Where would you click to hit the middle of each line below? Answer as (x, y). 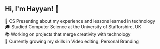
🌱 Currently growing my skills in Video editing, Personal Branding (72, 41)
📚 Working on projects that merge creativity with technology (68, 34)
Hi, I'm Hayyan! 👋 (32, 9)
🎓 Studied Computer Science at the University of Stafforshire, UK (73, 26)
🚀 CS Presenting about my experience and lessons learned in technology (80, 21)
